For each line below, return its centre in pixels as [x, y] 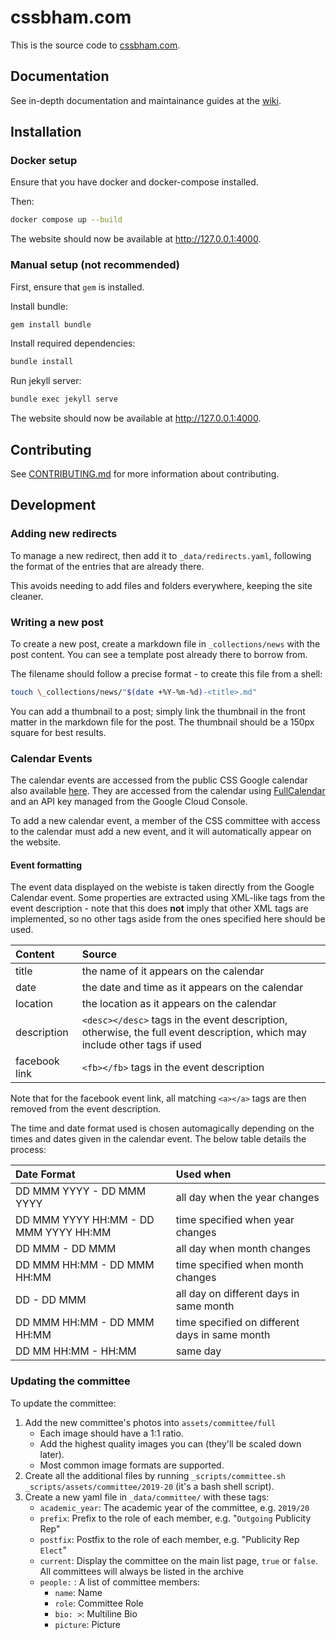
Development [53, 505]
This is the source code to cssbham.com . [95, 45]
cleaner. [27, 596]
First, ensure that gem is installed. [77, 287]
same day [198, 1351]
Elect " [53, 1550]
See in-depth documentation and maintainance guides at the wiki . [146, 100]
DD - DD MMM [51, 1300]
